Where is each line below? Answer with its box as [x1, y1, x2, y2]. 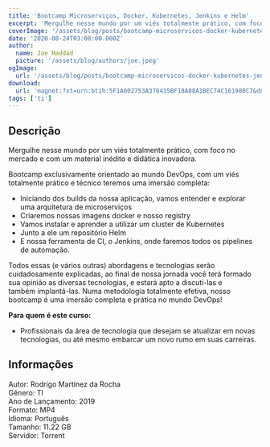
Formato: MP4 [8, 404, 56, 415]
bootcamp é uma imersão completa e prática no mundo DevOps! [8, 295, 223, 304]
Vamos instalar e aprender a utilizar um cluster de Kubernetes [19, 219, 225, 230]
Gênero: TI [8, 387, 44, 397]
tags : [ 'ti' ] [8, 94, 52, 102]
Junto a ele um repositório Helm [19, 228, 127, 238]
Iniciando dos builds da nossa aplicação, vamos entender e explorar [19, 194, 246, 204]
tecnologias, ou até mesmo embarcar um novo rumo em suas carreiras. [19, 335, 257, 345]
